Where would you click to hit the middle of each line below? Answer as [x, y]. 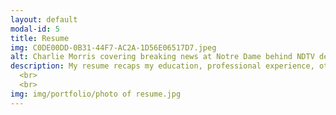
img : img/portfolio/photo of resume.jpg [96, 94]
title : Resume [40, 38]
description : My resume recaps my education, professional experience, [162, 66]
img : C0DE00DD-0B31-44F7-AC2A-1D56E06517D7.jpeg [113, 47]
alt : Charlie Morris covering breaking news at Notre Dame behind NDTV [162, 57]
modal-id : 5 [35, 29]
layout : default [44, 19]
